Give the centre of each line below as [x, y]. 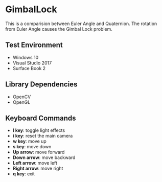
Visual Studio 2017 [32, 63]
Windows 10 [26, 57]
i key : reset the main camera [43, 136]
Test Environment [34, 45]
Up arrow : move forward [39, 152]
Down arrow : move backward [44, 157]
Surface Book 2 [29, 68]
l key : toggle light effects [39, 130]
